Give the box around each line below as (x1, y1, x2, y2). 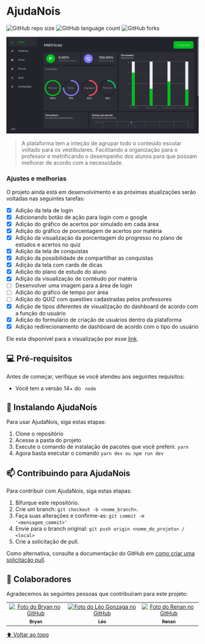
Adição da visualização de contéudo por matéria (15, 275, 137, 282)
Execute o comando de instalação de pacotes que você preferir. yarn (15, 443, 189, 451)
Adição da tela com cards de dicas (15, 261, 103, 269)
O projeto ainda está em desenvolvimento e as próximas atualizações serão (6, 188, 196, 196)
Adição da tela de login (15, 206, 73, 214)
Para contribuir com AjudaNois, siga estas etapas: (6, 487, 132, 495)
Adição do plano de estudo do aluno (15, 268, 107, 276)
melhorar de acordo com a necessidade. (21, 159, 123, 166)
